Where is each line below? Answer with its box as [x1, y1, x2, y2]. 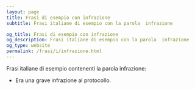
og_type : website [6, 43, 51, 49]
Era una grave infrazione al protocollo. [15, 77, 112, 84]
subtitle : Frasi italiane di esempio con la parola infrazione [6, 20, 173, 26]
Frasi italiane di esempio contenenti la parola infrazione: [6, 64, 147, 72]
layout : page [6, 9, 40, 15]
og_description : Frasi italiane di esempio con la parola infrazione [6, 37, 190, 43]
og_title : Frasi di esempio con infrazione [6, 31, 119, 37]
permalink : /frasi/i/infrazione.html [6, 48, 102, 55]
